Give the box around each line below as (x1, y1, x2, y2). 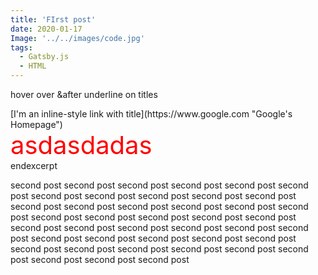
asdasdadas (10, 129, 153, 161)
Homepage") (10, 119, 63, 130)
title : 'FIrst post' (10, 14, 97, 25)
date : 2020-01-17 (10, 24, 83, 34)
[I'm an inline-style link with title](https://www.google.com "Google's (10, 108, 293, 120)
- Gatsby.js (19, 52, 70, 62)
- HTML (19, 61, 47, 71)
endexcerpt (10, 160, 58, 171)
